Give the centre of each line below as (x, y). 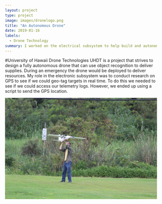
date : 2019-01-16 (22, 31)
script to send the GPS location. (37, 91)
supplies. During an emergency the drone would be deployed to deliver (75, 71)
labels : (13, 36)
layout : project (21, 10)
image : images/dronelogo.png (34, 20)
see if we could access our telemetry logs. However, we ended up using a (78, 86)
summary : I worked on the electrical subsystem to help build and (73, 46)
